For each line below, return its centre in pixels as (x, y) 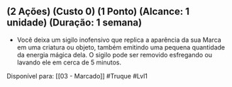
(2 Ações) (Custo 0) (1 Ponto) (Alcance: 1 (98, 12)
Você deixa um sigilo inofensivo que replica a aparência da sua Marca (119, 40)
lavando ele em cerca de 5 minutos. (69, 62)
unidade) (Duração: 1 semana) (74, 23)
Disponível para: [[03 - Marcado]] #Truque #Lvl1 (77, 76)
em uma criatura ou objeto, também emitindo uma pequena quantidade (121, 47)
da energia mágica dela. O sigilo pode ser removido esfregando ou (115, 54)
